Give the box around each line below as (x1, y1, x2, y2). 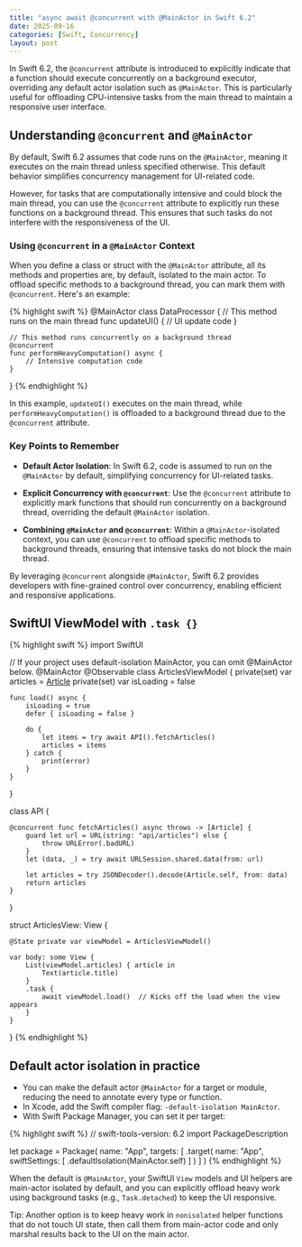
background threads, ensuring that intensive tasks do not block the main (22, 543, 292, 554)
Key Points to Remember (9, 439, 120, 452)
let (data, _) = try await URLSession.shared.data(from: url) (25, 854, 264, 864)
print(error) (41, 757, 91, 766)
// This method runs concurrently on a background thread (9, 333, 232, 343)
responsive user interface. (9, 101, 107, 113)
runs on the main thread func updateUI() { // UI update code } (9, 316, 237, 327)
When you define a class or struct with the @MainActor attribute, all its (9, 260, 266, 271)
